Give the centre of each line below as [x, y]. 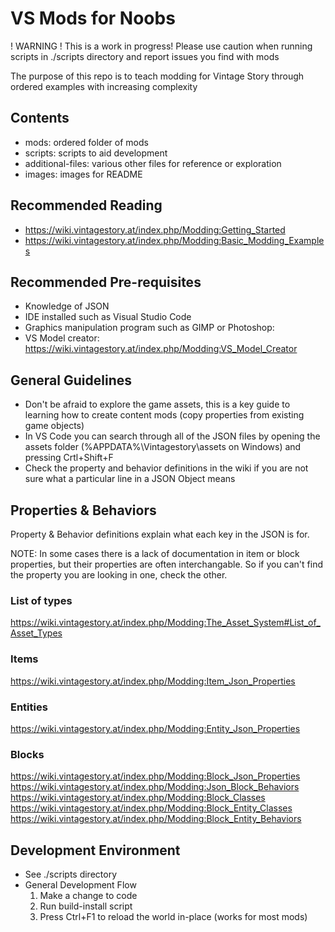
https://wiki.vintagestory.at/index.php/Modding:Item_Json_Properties [153, 681]
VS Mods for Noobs [93, 18]
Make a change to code [88, 895]
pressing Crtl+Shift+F [69, 458]
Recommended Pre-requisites [106, 282]
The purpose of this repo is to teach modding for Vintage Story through [157, 76]
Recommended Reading [86, 205]
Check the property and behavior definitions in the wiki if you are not [166, 468]
